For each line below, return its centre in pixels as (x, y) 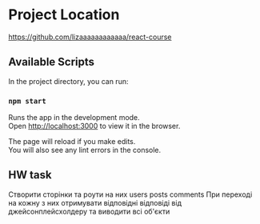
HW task (30, 175)
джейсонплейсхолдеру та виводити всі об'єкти (89, 211)
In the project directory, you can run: (68, 81)
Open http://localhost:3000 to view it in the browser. (94, 126)
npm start (27, 101)
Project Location (64, 15)
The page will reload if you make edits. (72, 142)
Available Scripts (51, 62)
